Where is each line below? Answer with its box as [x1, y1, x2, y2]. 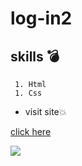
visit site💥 [24, 106, 67, 117]
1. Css [14, 88, 43, 98]
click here [10, 126, 52, 137]
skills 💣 [10, 48, 60, 65]
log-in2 [10, 7, 73, 30]
